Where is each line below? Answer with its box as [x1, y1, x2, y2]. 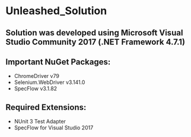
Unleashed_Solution [5, 4, 107, 18]
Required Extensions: [5, 102, 87, 112]
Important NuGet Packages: [5, 57, 111, 67]
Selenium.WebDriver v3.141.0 [14, 79, 85, 86]
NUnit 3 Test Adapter [14, 118, 66, 125]
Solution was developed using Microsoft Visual [5, 28, 183, 38]
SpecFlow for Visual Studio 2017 [14, 124, 94, 131]
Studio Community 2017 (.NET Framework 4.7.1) [5, 37, 185, 47]
